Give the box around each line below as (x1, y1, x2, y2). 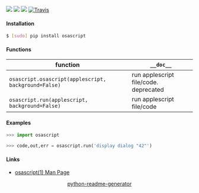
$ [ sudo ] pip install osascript (6, 33, 86, 39)
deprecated (131, 86, 164, 94)
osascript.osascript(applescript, (9, 76, 107, 83)
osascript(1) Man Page (14, 169, 70, 176)
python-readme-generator (67, 181, 132, 188)
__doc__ (150, 62, 172, 68)
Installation (6, 20, 34, 27)
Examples (6, 119, 31, 126)
